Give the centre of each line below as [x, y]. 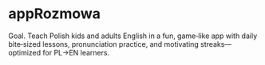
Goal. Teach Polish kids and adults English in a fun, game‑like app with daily [133, 36]
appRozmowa [55, 14]
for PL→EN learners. [76, 52]
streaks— [216, 44]
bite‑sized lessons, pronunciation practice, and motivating [104, 44]
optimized [25, 52]
